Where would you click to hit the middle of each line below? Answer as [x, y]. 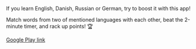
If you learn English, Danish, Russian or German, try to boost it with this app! [98, 8]
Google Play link [26, 40]
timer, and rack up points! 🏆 [58, 26]
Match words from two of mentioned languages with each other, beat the [95, 20]
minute [14, 26]
